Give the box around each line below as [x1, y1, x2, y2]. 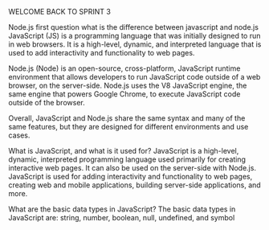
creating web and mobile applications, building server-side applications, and [8, 180, 261, 190]
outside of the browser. [8, 98, 86, 107]
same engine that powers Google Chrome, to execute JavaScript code [8, 89, 241, 99]
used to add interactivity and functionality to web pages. [8, 48, 195, 57]
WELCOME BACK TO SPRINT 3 [8, 7, 111, 16]
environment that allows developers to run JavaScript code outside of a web [8, 72, 261, 81]
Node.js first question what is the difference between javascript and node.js [8, 23, 259, 31]
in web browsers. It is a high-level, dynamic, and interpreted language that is [8, 39, 262, 49]
